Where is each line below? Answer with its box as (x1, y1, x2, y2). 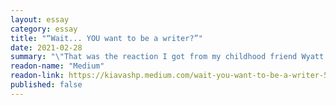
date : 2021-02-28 (10, 42, 83, 53)
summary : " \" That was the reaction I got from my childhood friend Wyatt (10, 52, 325, 62)
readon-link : (10, 71, 65, 81)
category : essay (10, 24, 78, 34)
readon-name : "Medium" (10, 61, 105, 71)
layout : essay (10, 14, 70, 25)
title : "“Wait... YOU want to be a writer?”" (10, 33, 203, 43)
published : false (10, 80, 83, 90)
